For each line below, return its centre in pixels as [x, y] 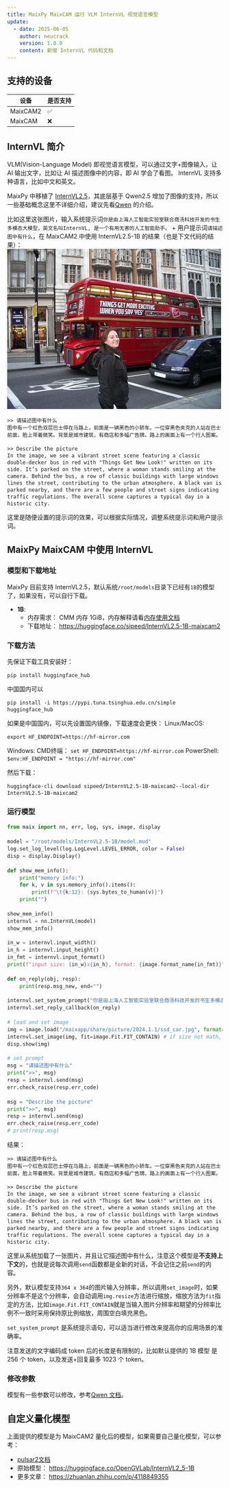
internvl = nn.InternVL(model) [52, 921]
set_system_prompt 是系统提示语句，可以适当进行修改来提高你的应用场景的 [112, 1328]
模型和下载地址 [32, 571]
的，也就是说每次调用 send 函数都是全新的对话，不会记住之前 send [110, 1264]
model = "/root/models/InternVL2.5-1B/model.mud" [79, 842]
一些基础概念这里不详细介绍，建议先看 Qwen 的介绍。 [82, 205]
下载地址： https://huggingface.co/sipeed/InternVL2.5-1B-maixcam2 [124, 626]
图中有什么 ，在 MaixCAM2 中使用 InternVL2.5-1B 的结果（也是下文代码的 [107, 236]
